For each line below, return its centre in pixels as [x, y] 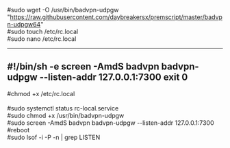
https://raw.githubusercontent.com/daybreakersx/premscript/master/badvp [116, 17]
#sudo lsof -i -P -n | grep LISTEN [54, 137]
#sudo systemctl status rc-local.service [63, 108]
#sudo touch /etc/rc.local [43, 31]
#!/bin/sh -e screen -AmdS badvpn [83, 66]
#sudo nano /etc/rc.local [42, 39]
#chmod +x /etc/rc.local [41, 93]
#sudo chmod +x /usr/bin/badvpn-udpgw [66, 115]
